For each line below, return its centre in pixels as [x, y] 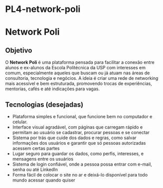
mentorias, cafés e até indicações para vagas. [52, 89]
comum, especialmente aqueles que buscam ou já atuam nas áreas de [78, 73]
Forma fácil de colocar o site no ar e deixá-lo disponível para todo [80, 175]
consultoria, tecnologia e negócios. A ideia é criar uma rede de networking [82, 78]
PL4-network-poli [43, 9]
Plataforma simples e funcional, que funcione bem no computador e [82, 116]
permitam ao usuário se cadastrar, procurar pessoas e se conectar [81, 132]
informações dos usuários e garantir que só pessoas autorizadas [79, 143]
